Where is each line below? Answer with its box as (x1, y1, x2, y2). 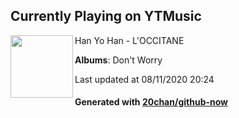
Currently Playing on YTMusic (10, 8, 202, 25)
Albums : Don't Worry (74, 54, 163, 66)
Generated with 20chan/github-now (74, 96, 229, 108)
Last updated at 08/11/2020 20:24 (74, 73, 215, 85)
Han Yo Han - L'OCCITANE (74, 34, 185, 46)
